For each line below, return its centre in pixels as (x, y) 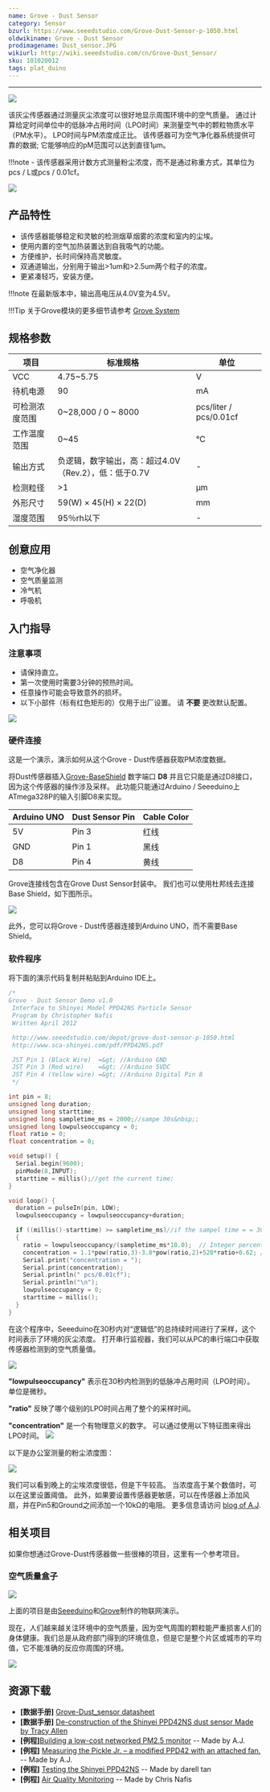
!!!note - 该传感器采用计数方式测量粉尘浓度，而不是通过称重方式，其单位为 (131, 162)
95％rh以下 (79, 518)
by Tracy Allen (44, 1731)
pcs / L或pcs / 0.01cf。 (46, 172)
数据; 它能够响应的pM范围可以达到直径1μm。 (96, 145)
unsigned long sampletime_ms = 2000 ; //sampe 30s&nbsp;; (104, 1119)
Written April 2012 (45, 1023)
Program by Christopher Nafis (62, 1016)
